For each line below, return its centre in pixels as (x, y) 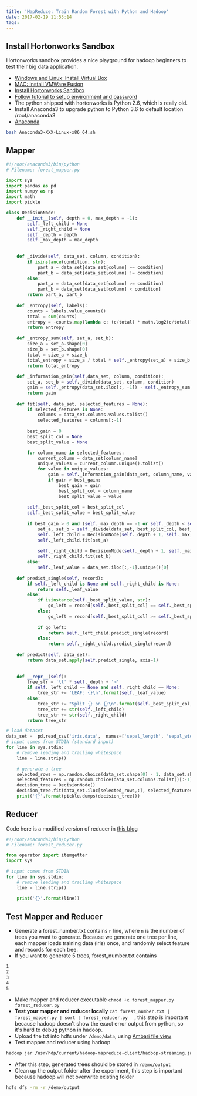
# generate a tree (39, 769)
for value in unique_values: (73, 469)
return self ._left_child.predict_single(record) (108, 633)
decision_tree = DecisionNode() (56, 785)
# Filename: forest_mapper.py (43, 170)
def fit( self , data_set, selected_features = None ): (82, 404)
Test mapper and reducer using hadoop (62, 1042)
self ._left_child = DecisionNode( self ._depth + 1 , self (107, 534)
